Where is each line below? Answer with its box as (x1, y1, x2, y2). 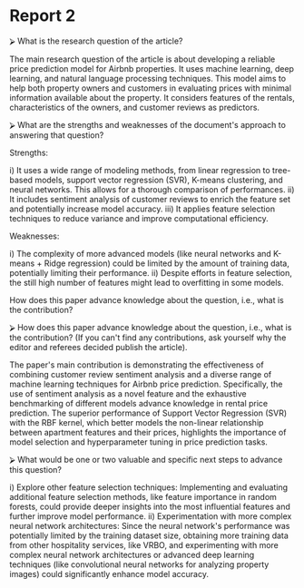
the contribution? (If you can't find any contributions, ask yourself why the (9, 332, 287, 343)
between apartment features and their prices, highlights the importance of (9, 426, 287, 437)
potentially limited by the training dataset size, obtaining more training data (9, 530, 289, 541)
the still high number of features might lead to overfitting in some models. (9, 277, 284, 288)
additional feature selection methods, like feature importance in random (9, 491, 277, 502)
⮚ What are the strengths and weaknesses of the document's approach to (9, 119, 286, 130)
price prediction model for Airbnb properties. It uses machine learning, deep (9, 63, 295, 73)
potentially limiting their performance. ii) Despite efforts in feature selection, (9, 267, 293, 278)
